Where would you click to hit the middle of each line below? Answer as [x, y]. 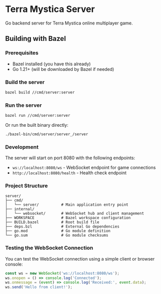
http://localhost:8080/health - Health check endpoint [69, 173]
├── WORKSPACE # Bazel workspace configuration [68, 218]
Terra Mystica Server [50, 9]
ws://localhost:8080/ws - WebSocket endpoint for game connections [84, 168]
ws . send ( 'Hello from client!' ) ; [39, 287]
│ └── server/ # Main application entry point [67, 205]
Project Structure [26, 186]
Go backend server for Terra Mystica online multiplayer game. [69, 23]
